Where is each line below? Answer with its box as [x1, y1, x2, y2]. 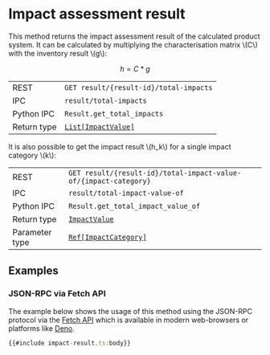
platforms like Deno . [8, 323, 75, 333]
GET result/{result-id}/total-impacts [63, 83, 213, 92]
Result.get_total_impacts [63, 109, 164, 118]
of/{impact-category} [67, 176, 151, 186]
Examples [8, 264, 59, 278]
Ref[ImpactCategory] [67, 232, 147, 242]
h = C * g [120, 63, 150, 73]
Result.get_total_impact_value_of [67, 202, 201, 210]
